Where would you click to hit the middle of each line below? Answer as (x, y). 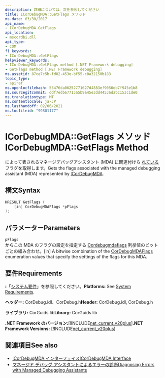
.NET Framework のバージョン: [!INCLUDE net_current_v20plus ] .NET (74, 323)
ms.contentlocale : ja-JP (31, 102)
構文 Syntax (23, 190)
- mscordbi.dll (21, 38)
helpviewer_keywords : (27, 60)
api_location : (20, 33)
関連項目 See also (32, 346)
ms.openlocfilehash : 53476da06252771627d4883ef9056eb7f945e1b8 (71, 88)
